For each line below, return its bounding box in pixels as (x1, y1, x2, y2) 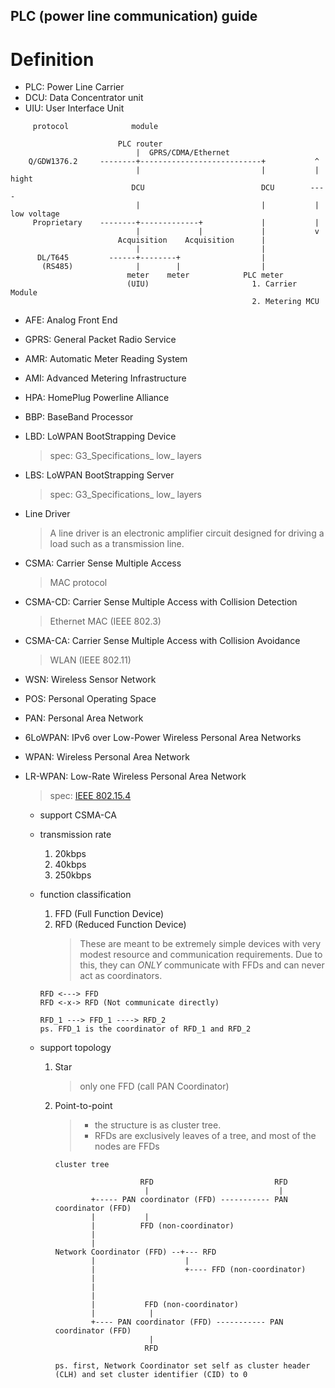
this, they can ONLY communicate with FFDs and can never (79, 959, 325, 971)
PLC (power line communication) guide (10, 8, 258, 25)
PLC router (117, 139, 163, 149)
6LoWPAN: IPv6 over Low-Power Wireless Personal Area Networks (24, 732, 302, 744)
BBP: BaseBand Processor (24, 411, 134, 423)
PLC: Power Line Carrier (24, 81, 125, 93)
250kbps (54, 869, 92, 881)
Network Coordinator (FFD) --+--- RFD (54, 1247, 217, 1258)
